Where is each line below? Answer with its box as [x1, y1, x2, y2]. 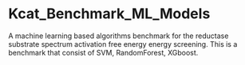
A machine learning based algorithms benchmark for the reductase [8, 31, 229, 40]
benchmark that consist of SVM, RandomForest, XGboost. [8, 48, 199, 57]
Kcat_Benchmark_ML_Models [8, 5, 211, 23]
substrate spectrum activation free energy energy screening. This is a [8, 39, 238, 48]
